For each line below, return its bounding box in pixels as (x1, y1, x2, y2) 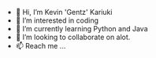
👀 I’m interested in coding (15, 16, 99, 25)
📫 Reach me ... (15, 42, 66, 50)
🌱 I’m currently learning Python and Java (15, 24, 148, 33)
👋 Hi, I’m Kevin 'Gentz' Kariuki (15, 8, 113, 16)
